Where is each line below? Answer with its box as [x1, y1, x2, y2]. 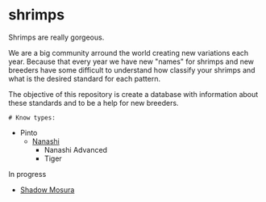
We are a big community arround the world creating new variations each [8, 48, 249, 57]
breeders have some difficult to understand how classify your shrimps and [8, 65, 256, 74]
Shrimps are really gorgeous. [8, 32, 105, 42]
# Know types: [8, 113, 56, 122]
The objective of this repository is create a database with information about [8, 89, 259, 99]
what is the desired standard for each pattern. [8, 74, 161, 83]
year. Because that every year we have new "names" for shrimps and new [8, 57, 255, 66]
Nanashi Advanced [44, 145, 107, 154]
